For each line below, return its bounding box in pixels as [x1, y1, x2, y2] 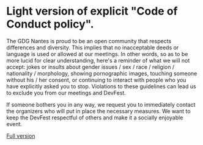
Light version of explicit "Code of [6, 4, 178, 18]
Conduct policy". [6, 17, 94, 31]
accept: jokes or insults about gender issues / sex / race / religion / [6, 63, 175, 71]
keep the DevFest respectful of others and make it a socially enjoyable [6, 114, 183, 121]
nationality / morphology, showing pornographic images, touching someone [6, 69, 197, 77]
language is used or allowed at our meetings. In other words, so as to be [6, 50, 188, 57]
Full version [6, 132, 35, 140]
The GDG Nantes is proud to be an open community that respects [6, 37, 172, 44]
